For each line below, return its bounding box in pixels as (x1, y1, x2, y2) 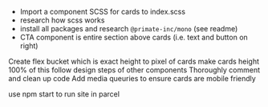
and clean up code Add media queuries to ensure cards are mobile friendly (8, 74, 257, 83)
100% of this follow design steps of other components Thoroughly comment (8, 65, 261, 75)
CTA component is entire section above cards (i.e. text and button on (19, 32, 249, 42)
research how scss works (19, 15, 105, 25)
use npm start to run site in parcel (8, 89, 120, 99)
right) (19, 41, 39, 51)
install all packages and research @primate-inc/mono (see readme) (19, 24, 238, 33)
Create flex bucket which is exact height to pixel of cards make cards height (8, 56, 259, 66)
